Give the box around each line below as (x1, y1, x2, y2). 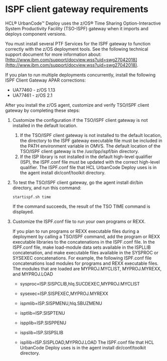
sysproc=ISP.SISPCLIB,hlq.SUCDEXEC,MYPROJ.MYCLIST (20, 280, 140, 286)
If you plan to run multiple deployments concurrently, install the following (5, 71, 156, 78)
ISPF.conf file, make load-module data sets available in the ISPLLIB (12, 244, 151, 250)
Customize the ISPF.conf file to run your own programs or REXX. (12, 218, 146, 225)
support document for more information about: (5, 51, 102, 57)
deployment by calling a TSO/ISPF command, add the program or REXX (12, 233, 160, 240)
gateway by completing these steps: (5, 107, 80, 113)
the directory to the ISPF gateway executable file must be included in (20, 137, 162, 143)
